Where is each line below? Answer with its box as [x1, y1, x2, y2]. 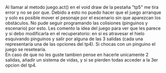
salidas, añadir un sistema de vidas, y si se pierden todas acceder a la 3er [5, 57, 158, 63]
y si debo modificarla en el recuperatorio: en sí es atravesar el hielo [5, 31, 145, 36]
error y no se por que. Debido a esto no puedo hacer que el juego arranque [5, 9, 161, 15]
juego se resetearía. [5, 47, 47, 52]
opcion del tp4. [5, 62, 37, 68]
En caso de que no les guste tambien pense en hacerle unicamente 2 [5, 52, 149, 58]
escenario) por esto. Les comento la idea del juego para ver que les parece [5, 25, 161, 31]
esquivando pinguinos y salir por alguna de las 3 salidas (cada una [5, 36, 143, 42]
